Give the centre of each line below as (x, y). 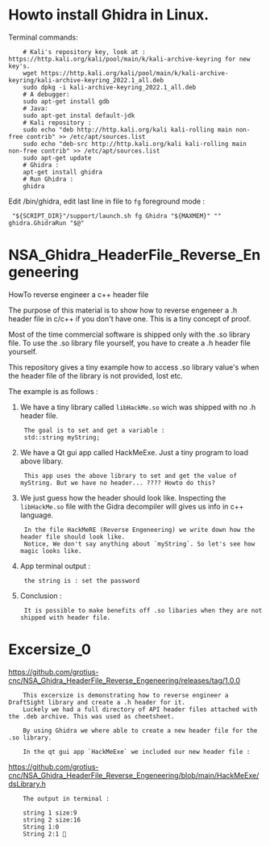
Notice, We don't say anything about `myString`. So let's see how (139, 544)
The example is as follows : (53, 391)
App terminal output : (55, 566)
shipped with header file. (65, 618)
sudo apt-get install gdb (66, 101)
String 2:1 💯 (45, 834)
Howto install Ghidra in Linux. (109, 15)
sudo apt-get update (57, 158)
